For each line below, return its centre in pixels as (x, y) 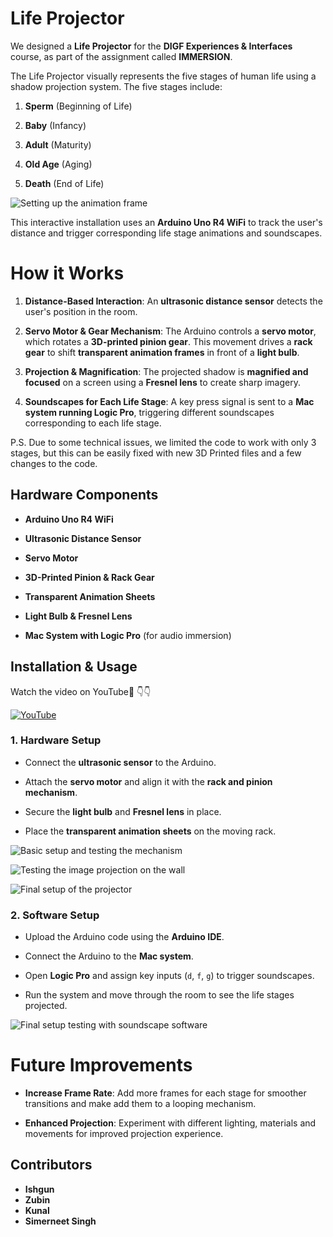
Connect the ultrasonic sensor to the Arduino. (120, 762)
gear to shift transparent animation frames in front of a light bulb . (162, 352)
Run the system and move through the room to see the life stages (159, 995)
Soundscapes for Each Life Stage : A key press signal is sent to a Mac (169, 401)
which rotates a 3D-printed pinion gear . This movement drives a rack (168, 341)
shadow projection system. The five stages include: (116, 86)
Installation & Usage (74, 667)
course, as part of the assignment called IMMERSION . (121, 56)
